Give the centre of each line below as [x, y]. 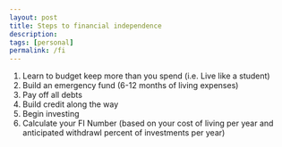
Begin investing [51, 114]
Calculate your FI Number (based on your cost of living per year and [148, 123]
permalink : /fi [38, 51]
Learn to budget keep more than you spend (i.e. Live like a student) [146, 76]
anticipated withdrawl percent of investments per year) [124, 133]
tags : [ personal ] [42, 42]
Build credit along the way [70, 104]
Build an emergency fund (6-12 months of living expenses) [130, 86]
